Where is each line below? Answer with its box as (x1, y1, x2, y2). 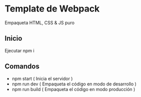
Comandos (4, 62, 39, 71)
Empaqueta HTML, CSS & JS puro (4, 20, 74, 26)
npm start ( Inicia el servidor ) (11, 75, 73, 81)
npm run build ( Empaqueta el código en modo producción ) (11, 86, 135, 92)
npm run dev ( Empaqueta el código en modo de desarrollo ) (11, 81, 137, 87)
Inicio (4, 34, 22, 43)
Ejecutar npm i (4, 47, 34, 53)
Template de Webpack (4, 3, 100, 15)
